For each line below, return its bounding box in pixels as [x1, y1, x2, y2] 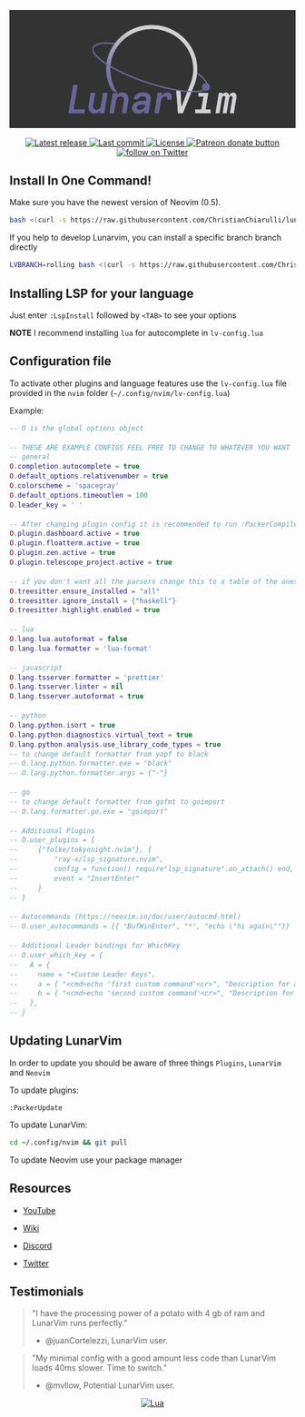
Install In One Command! [9, 173, 152, 189]
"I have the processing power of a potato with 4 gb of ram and [31, 1308, 265, 1319]
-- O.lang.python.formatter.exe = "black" [9, 759, 172, 768]
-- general [9, 452, 51, 461]
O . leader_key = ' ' [9, 500, 84, 510]
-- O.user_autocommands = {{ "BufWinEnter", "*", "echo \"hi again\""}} [9, 922, 290, 931]
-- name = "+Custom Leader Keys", [9, 969, 156, 979]
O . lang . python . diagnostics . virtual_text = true [9, 730, 193, 739]
